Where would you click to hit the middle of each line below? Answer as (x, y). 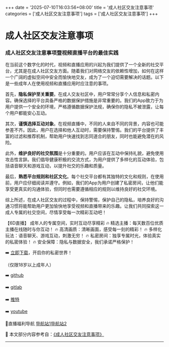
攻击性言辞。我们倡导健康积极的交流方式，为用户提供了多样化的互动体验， (82, 159)
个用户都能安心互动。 (27, 113)
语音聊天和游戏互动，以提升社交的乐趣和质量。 (58, 166)
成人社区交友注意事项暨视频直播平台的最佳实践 (62, 53)
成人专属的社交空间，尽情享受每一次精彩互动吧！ (56, 212)
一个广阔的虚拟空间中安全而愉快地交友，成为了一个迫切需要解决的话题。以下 (84, 77)
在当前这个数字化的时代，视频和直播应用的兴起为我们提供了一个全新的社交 (82, 65)
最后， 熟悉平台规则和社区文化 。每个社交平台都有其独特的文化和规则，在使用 (84, 177)
